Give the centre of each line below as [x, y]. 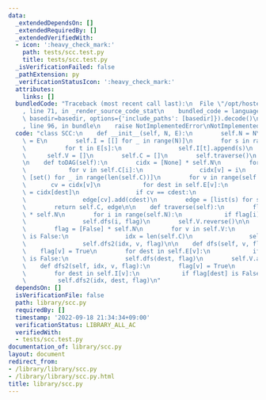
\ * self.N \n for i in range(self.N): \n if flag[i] [141, 215]
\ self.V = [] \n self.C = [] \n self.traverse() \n [140, 155]
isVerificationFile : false [60, 295]
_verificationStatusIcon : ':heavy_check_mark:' [95, 82]
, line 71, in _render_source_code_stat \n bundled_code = [125, 112]
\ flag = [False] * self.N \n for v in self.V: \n [129, 229]
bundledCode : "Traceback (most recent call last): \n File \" [120, 104]
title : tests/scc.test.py [65, 60]
